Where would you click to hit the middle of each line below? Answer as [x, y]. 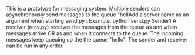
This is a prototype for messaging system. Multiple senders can [83, 8]
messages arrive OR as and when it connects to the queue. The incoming [95, 33]
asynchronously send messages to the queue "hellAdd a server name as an [97, 15]
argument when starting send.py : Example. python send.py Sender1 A [91, 21]
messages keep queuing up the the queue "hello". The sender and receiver [97, 39]
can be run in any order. [35, 46]
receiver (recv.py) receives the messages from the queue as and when [92, 27]
